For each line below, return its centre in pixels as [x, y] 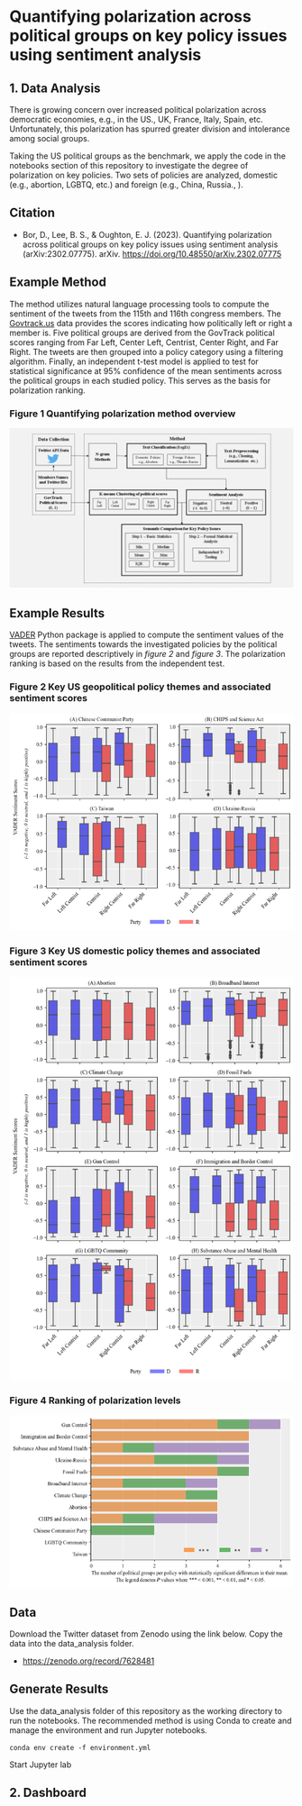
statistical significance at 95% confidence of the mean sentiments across [146, 370]
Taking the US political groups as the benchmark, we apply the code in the [148, 156]
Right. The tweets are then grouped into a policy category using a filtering [146, 351]
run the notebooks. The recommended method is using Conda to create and [151, 1720]
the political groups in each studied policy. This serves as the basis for [140, 380]
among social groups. [50, 138]
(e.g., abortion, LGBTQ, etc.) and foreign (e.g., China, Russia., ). [126, 185]
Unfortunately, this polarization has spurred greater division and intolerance [150, 129]
